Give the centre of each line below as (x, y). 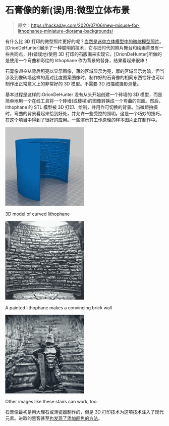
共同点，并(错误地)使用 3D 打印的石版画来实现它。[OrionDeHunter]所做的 (86, 54)
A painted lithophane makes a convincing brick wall (59, 307)
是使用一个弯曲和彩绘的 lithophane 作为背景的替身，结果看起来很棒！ (77, 60)
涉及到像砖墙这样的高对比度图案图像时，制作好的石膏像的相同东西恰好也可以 (85, 77)
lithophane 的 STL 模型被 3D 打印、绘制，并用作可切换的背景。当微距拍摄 (81, 107)
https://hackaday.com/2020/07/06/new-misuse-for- (85, 25)
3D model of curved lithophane (38, 214)
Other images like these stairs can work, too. (52, 401)
